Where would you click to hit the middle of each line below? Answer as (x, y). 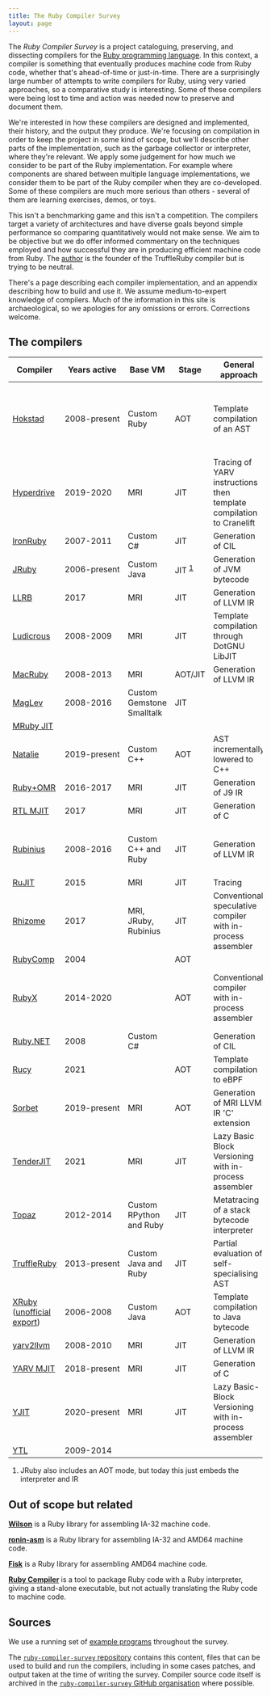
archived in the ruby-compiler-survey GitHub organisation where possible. (131, 1683)
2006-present (92, 569)
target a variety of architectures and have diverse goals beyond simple (126, 224)
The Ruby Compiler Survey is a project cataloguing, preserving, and (121, 46)
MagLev (28, 702)
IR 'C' (223, 1113)
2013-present (92, 1264)
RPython (144, 1215)
